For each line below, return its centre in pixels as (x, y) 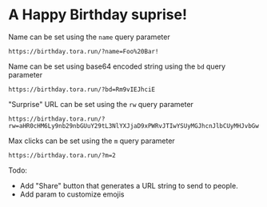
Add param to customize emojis (72, 194)
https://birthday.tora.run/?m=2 (62, 155)
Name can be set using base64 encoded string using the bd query (117, 66)
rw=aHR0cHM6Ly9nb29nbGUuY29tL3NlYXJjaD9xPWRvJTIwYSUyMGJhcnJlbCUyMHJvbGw (134, 125)
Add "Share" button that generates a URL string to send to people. (129, 185)
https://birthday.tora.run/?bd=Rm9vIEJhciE (82, 90)
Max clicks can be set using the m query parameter (92, 141)
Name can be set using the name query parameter (89, 37)
